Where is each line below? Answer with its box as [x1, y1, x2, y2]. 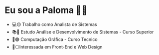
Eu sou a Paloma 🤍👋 [4, 4, 88, 16]
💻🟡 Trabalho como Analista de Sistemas [11, 21, 97, 27]
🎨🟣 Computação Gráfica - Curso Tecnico [11, 36, 98, 42]
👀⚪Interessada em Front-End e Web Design [11, 43, 103, 49]
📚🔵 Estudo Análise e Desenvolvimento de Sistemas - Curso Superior [11, 28, 154, 34]
